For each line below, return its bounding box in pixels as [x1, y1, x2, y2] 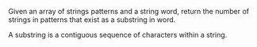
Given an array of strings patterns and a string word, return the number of [8, 7, 250, 16]
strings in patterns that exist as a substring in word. [8, 15, 176, 24]
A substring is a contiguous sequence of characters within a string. [8, 31, 228, 39]
